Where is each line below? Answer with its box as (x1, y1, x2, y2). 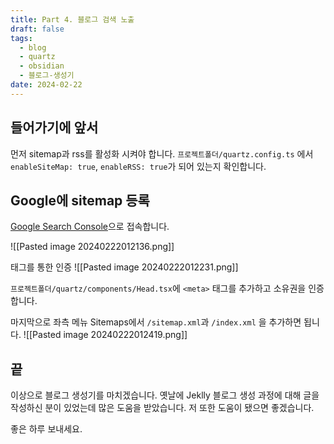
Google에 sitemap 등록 (10, 192, 150, 209)
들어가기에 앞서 (10, 119, 99, 136)
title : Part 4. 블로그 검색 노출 (10, 14, 135, 25)
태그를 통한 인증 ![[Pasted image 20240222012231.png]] (10, 261, 239, 273)
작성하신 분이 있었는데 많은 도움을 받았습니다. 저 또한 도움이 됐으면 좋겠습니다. (10, 402, 315, 414)
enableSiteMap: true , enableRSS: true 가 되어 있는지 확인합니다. (10, 160, 267, 172)
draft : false (10, 24, 65, 34)
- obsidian (19, 61, 65, 71)
